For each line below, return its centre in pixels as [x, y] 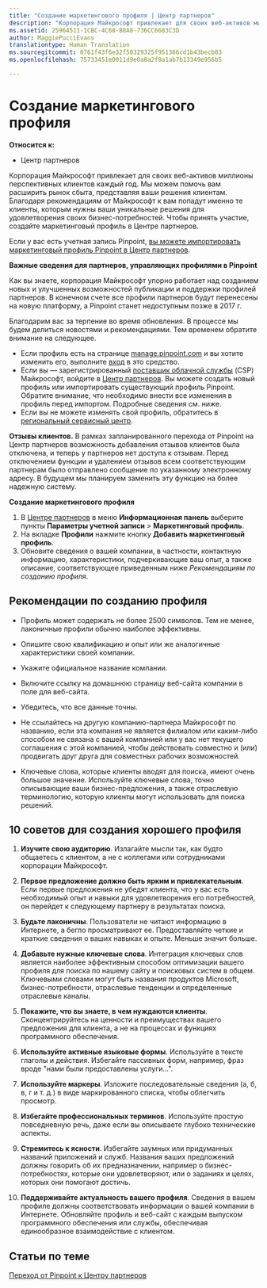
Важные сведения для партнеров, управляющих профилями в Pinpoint [133, 265]
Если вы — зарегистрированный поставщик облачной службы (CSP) [137, 370]
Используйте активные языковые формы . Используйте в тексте [132, 1052]
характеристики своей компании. [78, 652]
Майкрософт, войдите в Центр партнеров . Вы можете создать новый [138, 378]
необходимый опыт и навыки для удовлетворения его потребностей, [138, 898]
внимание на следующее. [53, 338]
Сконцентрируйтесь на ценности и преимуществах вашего [121, 1020]
